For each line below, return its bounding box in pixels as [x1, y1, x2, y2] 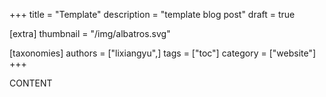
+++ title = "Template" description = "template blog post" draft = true [9, 9, 296, 20]
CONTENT [9, 77, 53, 89]
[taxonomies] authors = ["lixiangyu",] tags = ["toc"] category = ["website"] [9, 47, 317, 59]
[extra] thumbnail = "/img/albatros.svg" [9, 28, 171, 39]
